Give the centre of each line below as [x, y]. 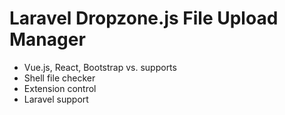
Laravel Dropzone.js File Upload [144, 18]
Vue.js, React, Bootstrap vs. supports [100, 67]
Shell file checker [59, 78]
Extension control [60, 88]
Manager [47, 39]
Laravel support [56, 99]
